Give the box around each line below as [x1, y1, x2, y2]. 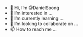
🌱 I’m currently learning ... [10, 15, 64, 21]
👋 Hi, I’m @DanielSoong [10, 5, 59, 10]
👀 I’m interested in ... [10, 10, 53, 16]
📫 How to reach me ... [10, 26, 57, 32]
